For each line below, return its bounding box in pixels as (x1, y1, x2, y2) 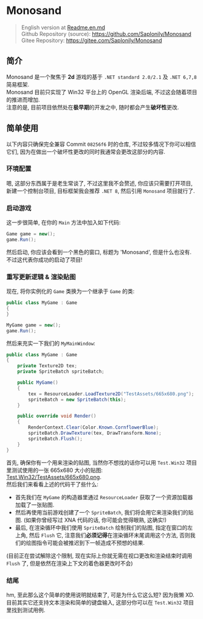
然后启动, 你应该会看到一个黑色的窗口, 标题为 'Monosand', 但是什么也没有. (6, 248, 191, 255)
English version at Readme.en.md (21, 24, 105, 31)
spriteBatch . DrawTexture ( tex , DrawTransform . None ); (28, 430, 162, 437)
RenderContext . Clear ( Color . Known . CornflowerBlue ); (28, 424, 159, 431)
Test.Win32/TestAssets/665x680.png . (6, 473, 101, 480)
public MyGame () (17, 379, 59, 386)
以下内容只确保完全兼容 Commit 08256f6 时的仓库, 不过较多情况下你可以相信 (6, 140, 196, 148)
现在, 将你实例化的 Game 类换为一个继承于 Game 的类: (6, 288, 135, 295)
